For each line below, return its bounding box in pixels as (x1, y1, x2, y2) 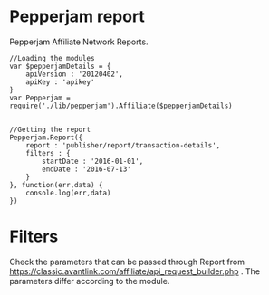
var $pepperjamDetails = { (9, 62, 111, 71)
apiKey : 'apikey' (25, 77, 95, 87)
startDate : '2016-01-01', (42, 157, 144, 166)
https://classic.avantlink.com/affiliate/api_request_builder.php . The (9, 265, 261, 277)
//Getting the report (9, 125, 91, 134)
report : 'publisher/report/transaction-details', (25, 140, 221, 150)
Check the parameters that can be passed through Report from (9, 256, 245, 267)
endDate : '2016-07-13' (42, 165, 131, 174)
